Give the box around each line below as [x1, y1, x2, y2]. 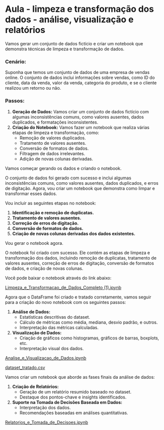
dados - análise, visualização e [5, 14, 134, 25]
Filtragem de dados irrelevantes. [19, 150, 85, 156]
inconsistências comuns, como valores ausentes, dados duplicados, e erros [5, 180, 159, 186]
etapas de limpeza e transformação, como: [12, 130, 99, 135]
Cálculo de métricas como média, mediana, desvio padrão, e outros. [19, 319, 158, 325]
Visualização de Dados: [12, 330, 62, 335]
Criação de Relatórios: [12, 383, 59, 390]
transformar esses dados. [5, 191, 57, 197]
